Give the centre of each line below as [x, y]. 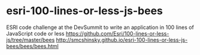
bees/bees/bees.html [32, 46]
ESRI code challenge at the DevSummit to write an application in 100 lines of [100, 27]
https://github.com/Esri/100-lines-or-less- [117, 33]
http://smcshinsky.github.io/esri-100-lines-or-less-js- [122, 40]
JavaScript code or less [35, 33]
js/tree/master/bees [31, 40]
